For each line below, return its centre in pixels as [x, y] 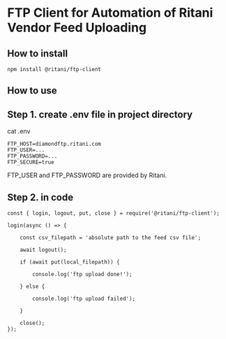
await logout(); [44, 250]
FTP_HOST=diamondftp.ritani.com [54, 144]
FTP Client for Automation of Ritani [110, 13]
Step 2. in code [40, 197]
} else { [32, 287]
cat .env [19, 131]
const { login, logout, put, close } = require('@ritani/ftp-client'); [113, 213]
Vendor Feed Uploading [77, 28]
